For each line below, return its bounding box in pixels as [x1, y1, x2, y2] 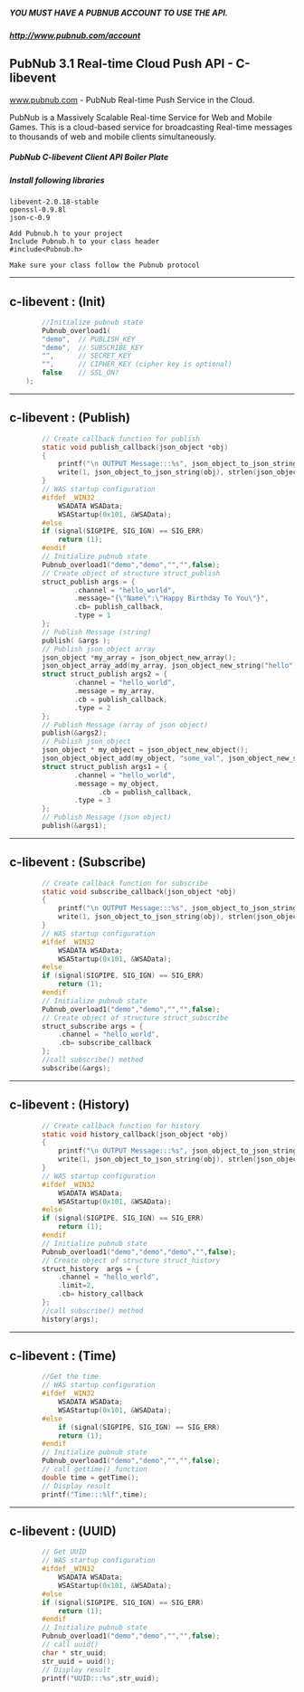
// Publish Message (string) [42, 627, 152, 637]
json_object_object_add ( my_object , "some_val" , [42, 754, 224, 763]
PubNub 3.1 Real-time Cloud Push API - [9, 56, 233, 71]
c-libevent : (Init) [9, 294, 106, 309]
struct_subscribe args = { [42, 1022, 144, 1031]
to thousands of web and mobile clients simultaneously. [9, 131, 217, 142]
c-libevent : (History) [9, 1098, 130, 1113]
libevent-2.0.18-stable [9, 197, 100, 207]
